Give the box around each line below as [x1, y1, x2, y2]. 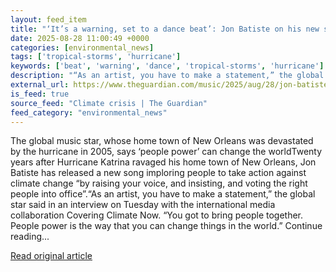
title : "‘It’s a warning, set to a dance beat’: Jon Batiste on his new [10, 24, 320, 34]
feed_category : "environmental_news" [10, 107, 168, 118]
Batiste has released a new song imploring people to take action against [10, 167, 307, 179]
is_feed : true [10, 89, 70, 99]
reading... [10, 231, 50, 243]
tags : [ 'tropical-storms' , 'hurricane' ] [10, 52, 182, 62]
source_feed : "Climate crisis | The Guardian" [10, 98, 208, 108]
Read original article [10, 250, 93, 262]
